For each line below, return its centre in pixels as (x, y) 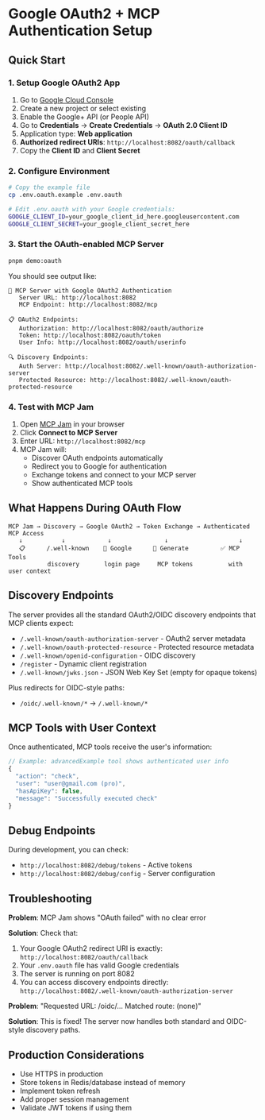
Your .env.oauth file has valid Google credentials (100, 965)
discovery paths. (53, 1030)
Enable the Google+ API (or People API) (84, 117)
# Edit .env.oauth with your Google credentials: (92, 209)
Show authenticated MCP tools (82, 483)
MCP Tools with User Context (82, 728)
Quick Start (37, 60)
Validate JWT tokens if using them (76, 1108)
